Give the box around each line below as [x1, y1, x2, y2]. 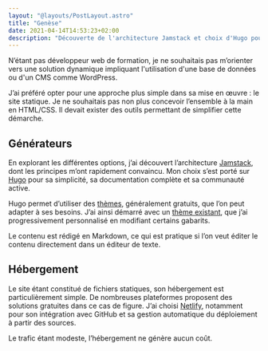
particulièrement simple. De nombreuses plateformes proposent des [8, 292, 233, 302]
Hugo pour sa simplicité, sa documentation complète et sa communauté [8, 175, 245, 184]
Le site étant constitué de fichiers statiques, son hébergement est [8, 284, 224, 294]
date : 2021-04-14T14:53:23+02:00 [8, 26, 120, 34]
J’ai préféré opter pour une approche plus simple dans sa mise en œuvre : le [8, 89, 259, 98]
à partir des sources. [8, 317, 77, 327]
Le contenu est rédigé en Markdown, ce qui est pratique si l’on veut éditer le [8, 231, 258, 241]
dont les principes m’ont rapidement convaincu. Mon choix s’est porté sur [8, 167, 250, 176]
